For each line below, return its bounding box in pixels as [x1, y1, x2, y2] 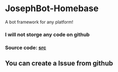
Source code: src [5, 44, 46, 51]
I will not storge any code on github [5, 31, 90, 38]
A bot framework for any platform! [5, 19, 74, 25]
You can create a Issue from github [5, 59, 113, 68]
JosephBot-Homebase [5, 3, 99, 14]
